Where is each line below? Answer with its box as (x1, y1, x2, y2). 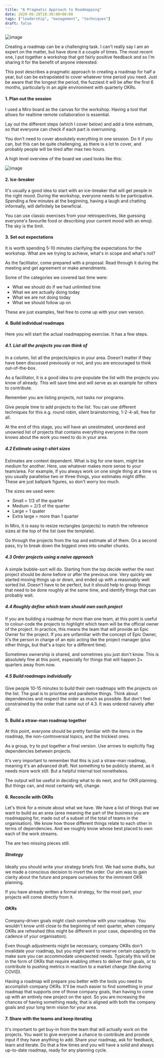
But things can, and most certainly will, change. (5, 783, 101, 789)
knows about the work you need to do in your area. (5, 434, 108, 440)
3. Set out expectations (5, 234, 53, 240)
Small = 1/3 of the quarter (12, 498, 64, 504)
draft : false (5, 21, 32, 26)
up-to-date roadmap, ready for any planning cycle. (5, 1047, 108, 1053)
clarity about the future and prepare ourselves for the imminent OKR (5, 874, 142, 880)
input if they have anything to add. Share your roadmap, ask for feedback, (5, 1037, 154, 1043)
